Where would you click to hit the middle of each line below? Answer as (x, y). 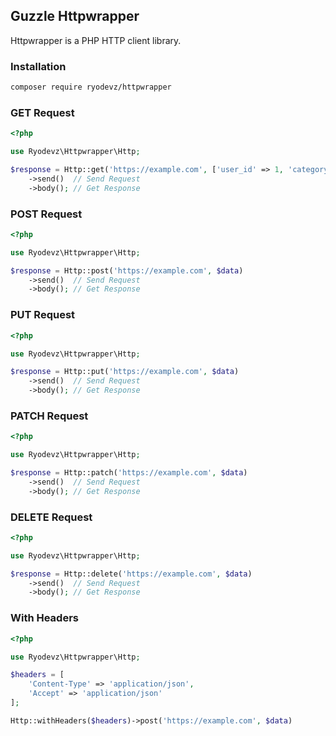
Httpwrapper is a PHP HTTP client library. (96, 40)
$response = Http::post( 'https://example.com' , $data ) (127, 270)
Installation (38, 66)
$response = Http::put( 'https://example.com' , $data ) (125, 372)
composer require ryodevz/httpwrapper (91, 87)
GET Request (42, 112)
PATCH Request (49, 416)
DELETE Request (51, 517)
